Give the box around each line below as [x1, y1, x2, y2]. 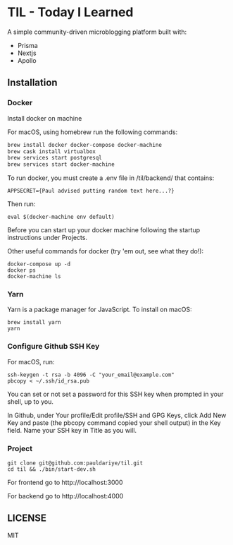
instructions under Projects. [7, 234, 88, 242]
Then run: [7, 200, 36, 208]
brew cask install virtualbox [7, 148, 96, 155]
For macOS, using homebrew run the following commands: [7, 128, 178, 136]
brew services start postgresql [7, 155, 102, 162]
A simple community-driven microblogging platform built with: [7, 28, 187, 36]
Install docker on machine [7, 114, 82, 122]
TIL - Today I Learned [7, 4, 134, 20]
